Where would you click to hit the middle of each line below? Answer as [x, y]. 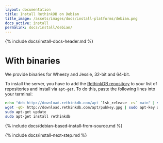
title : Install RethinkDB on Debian [42, 14]
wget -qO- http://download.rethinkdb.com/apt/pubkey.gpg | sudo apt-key [80, 107]
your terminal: [19, 94]
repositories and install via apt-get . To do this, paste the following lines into [80, 89]
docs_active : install [27, 23]
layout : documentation [28, 9]
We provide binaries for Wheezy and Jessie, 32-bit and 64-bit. [67, 74]
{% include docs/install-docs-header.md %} [49, 41]
